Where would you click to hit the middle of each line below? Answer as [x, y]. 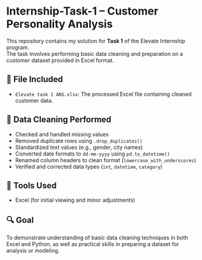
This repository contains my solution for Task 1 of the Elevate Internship [96, 41]
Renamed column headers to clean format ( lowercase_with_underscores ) [106, 160]
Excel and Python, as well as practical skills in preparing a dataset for [93, 244]
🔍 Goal [20, 220]
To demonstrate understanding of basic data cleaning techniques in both [97, 238]
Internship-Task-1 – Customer [82, 11]
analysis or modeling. [33, 251]
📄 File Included [35, 79]
